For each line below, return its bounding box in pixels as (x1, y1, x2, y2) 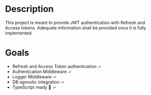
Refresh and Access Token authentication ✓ (12, 63, 102, 69)
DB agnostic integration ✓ (12, 79, 65, 85)
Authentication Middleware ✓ (12, 69, 72, 74)
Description (5, 3, 54, 15)
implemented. (5, 30, 33, 36)
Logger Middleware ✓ (12, 73, 57, 79)
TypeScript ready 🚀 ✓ (12, 84, 56, 90)
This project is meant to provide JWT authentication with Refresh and (5, 20, 146, 25)
